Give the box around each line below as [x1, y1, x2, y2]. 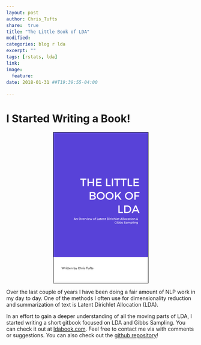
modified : [6, 35, 31, 41]
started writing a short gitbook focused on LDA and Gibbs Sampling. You [6, 319, 186, 326]
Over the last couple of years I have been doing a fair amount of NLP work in [6, 288, 196, 295]
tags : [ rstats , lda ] [6, 54, 58, 60]
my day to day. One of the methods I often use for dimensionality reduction [6, 295, 192, 302]
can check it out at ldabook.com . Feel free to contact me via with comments [6, 325, 194, 332]
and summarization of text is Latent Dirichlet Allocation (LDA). [6, 301, 159, 308]
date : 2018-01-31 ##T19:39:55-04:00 [6, 79, 98, 85]
